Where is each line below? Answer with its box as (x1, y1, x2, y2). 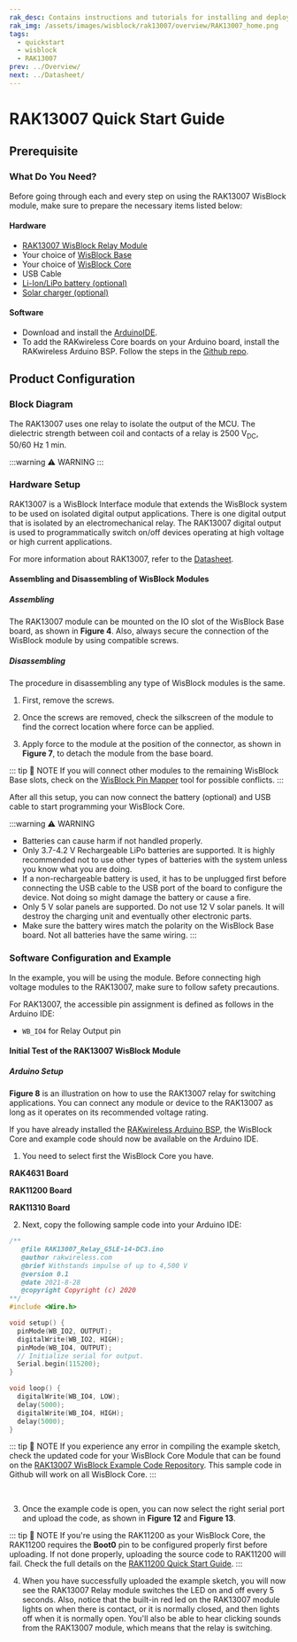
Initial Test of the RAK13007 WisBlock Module (9, 1046, 181, 1056)
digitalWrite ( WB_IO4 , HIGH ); (17, 1408, 125, 1418)
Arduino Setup (9, 1065, 64, 1077)
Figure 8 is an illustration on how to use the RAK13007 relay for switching (9, 1088, 276, 1099)
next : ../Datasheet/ (9, 71, 86, 80)
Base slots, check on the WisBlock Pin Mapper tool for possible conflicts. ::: (9, 774, 285, 785)
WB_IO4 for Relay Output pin (21, 1025, 122, 1036)
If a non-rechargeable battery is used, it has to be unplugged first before (21, 874, 287, 884)
